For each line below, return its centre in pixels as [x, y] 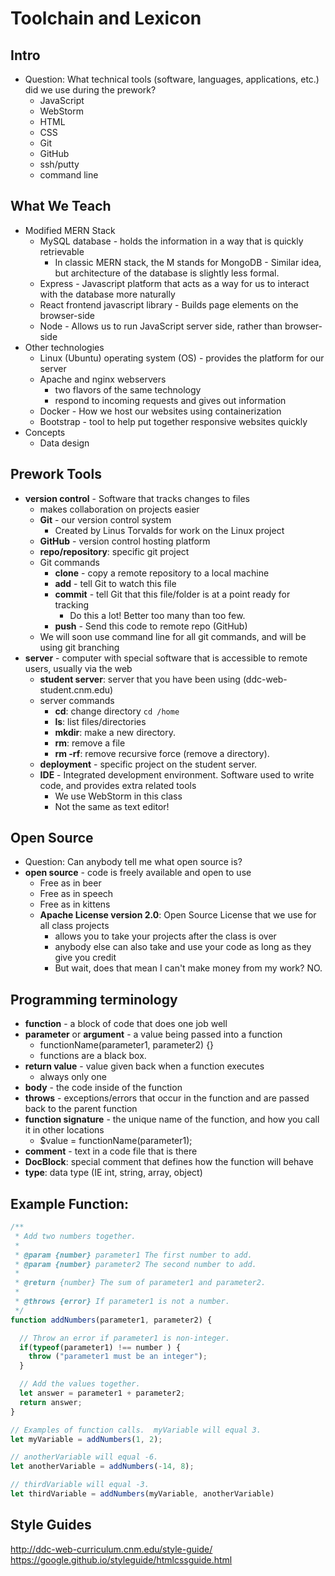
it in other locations [64, 1130]
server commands [77, 700]
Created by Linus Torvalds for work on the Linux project [169, 530]
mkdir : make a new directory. [115, 732]
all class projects [74, 926]
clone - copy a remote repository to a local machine [162, 573]
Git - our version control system [105, 519]
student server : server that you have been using [140, 679]
